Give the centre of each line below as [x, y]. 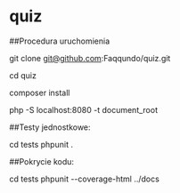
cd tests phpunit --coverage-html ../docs [85, 179]
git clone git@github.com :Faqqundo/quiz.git [90, 58]
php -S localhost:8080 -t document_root [84, 109]
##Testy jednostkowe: [50, 127]
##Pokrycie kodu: [41, 161]
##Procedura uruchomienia [60, 41]
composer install [40, 92]
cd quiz [23, 75]
